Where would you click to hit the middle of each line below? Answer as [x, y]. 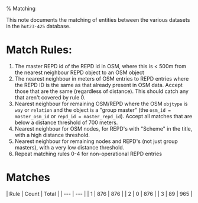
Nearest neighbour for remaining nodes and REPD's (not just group [96, 141]
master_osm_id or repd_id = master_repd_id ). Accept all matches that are [103, 116]
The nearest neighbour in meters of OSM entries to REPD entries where [102, 78]
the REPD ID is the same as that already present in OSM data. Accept [99, 85]
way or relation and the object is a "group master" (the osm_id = [93, 110]
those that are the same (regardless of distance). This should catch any [102, 91]
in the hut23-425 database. [38, 26]
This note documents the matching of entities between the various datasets [98, 20]
